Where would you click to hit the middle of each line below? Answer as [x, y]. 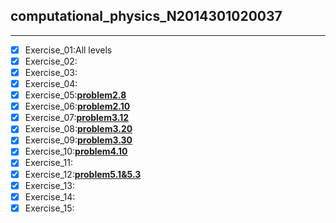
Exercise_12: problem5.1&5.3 [83, 174]
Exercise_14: [50, 196]
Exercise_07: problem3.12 [76, 118]
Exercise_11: [48, 163]
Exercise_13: [49, 185]
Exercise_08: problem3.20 [78, 129]
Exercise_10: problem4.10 [76, 151]
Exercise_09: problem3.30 [78, 140]
